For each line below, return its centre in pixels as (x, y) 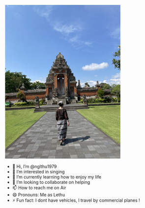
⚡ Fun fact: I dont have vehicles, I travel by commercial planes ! (76, 200)
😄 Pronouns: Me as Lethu (39, 195)
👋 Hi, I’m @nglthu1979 (34, 166)
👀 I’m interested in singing (38, 172)
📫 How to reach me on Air (39, 188)
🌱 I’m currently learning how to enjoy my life (57, 177)
